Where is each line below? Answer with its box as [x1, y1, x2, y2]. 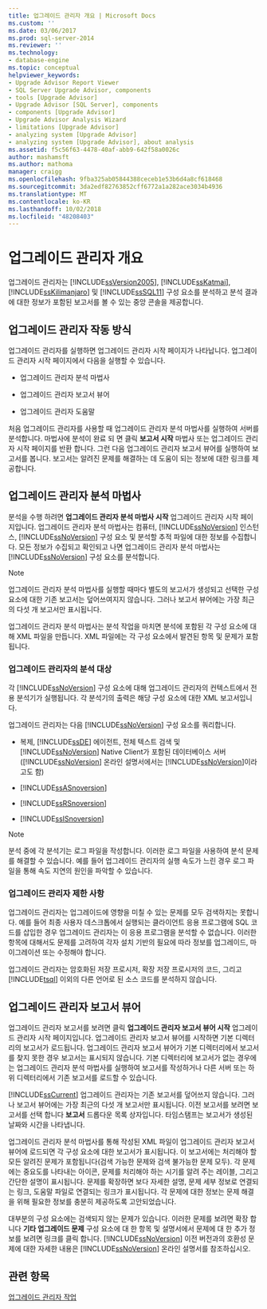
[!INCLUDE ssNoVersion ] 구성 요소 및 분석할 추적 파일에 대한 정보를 [18, 532, 230, 541]
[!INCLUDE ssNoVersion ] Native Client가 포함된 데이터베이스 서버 [19, 747, 226, 756]
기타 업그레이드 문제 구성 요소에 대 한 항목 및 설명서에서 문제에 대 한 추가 [22, 1224, 247, 1234]
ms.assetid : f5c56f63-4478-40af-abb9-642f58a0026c [8, 146, 180, 154]
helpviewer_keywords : [8, 71, 80, 79]
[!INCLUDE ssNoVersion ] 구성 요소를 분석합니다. [8, 552, 160, 561]
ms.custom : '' [8, 19, 56, 27]
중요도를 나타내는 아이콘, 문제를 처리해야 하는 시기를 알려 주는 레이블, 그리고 [22, 1167, 259, 1176]
